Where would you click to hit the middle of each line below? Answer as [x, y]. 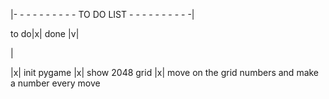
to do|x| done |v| [45, 33]
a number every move [55, 83]
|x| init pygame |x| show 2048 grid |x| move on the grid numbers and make [165, 72]
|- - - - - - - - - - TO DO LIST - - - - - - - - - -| [102, 14]
